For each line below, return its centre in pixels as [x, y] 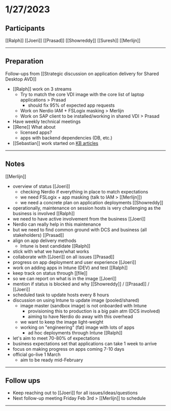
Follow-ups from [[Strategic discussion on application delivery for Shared [82, 74]
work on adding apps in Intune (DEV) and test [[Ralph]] [70, 268]
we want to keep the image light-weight [62, 322]
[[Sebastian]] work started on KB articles [55, 143]
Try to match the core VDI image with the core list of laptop [82, 94]
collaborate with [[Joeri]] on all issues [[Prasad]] [63, 257]
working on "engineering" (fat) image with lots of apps [77, 327]
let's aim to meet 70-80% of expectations [56, 338]
